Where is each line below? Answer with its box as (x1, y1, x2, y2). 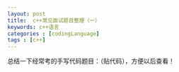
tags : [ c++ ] (7, 37, 46, 44)
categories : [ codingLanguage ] (7, 30, 100, 37)
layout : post (7, 10, 46, 18)
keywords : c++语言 (7, 23, 59, 30)
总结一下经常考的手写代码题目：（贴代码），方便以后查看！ (7, 57, 175, 66)
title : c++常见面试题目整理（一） (7, 17, 100, 24)
